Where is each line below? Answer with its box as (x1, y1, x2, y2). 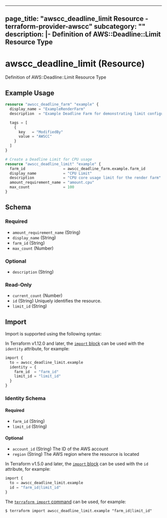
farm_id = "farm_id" (14, 369, 59, 374)
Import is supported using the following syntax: (5, 330, 102, 336)
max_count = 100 (9, 185, 75, 190)
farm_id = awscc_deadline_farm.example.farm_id (9, 166, 146, 171)
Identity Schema (5, 395, 46, 402)
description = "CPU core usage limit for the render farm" (9, 175, 162, 181)
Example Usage (5, 89, 55, 97)
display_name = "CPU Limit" (9, 171, 92, 176)
